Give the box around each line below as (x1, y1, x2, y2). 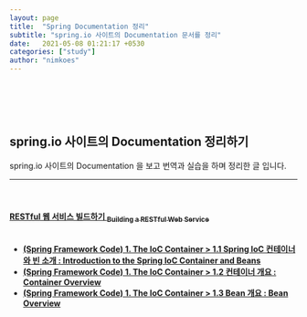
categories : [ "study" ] (9, 48, 96, 57)
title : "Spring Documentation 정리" (9, 22, 149, 31)
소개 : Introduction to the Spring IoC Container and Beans (41, 255, 261, 266)
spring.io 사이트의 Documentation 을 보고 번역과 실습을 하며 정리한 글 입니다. (9, 160, 287, 171)
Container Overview (22, 276, 102, 288)
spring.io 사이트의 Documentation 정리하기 (9, 134, 249, 150)
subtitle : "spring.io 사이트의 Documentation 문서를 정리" (9, 30, 222, 39)
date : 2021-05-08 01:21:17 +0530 (9, 38, 145, 48)
